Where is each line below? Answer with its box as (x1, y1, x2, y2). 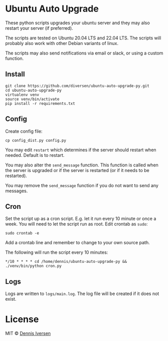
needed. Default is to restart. (5, 152, 65, 158)
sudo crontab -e (5, 231, 39, 236)
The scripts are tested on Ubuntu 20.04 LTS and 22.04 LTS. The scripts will (5, 35, 161, 41)
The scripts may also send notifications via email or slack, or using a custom (5, 50, 163, 56)
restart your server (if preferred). (5, 25, 73, 31)
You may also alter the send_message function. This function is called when (5, 162, 158, 168)
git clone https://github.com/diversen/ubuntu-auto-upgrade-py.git (5, 83, 150, 88)
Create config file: (5, 128, 43, 134)
